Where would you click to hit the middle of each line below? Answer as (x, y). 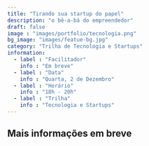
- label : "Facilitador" (50, 60)
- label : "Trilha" (42, 99)
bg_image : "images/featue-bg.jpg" (58, 40)
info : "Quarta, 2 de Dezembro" (67, 79)
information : (26, 53)
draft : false (26, 27)
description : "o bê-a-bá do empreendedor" (70, 20)
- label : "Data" (39, 72)
